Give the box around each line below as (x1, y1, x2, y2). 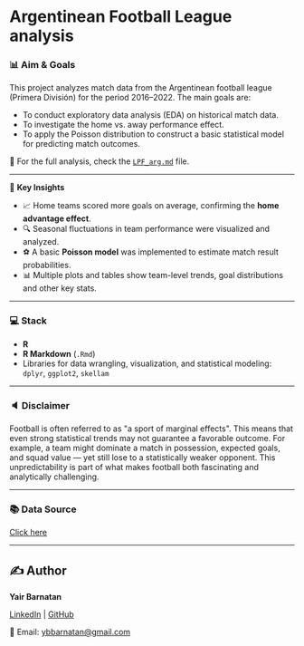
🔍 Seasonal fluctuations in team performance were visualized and (22, 224, 270, 235)
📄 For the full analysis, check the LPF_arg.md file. (9, 156, 190, 167)
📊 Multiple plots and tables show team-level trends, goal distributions (22, 270, 283, 281)
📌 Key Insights (9, 182, 65, 193)
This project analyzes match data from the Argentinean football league (9, 82, 273, 93)
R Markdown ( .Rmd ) (22, 348, 96, 359)
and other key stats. (22, 283, 97, 294)
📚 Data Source (9, 503, 77, 516)
